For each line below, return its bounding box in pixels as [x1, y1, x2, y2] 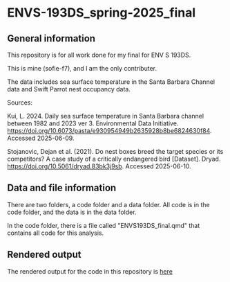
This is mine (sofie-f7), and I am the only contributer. [7, 64, 157, 72]
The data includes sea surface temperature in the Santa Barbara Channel [7, 78, 215, 86]
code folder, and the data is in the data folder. [7, 208, 137, 216]
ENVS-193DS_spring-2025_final [7, 5, 196, 21]
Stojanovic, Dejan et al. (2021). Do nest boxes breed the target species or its [7, 148, 224, 155]
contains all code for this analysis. [7, 229, 104, 237]
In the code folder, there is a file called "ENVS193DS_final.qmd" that [7, 221, 200, 229]
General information [7, 33, 95, 44]
